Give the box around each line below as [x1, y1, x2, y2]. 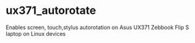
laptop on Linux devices [6, 30, 66, 37]
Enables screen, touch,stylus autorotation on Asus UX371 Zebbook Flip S [6, 24, 189, 31]
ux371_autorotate [6, 4, 96, 18]
